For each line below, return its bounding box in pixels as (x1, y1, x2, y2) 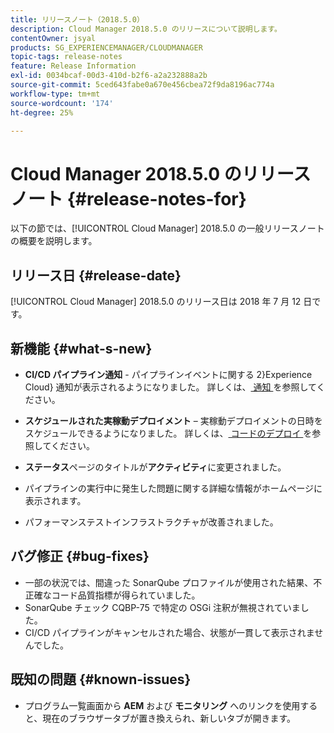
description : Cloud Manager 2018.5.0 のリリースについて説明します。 (10, 24, 282, 34)
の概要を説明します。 (10, 235, 98, 247)
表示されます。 (24, 494, 87, 506)
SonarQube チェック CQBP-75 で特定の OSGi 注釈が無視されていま (24, 601, 301, 613)
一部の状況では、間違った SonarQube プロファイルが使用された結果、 (24, 576, 314, 588)
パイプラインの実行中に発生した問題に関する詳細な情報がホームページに (24, 482, 323, 494)
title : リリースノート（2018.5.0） (10, 14, 145, 25)
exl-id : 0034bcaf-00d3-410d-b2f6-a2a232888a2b (10, 71, 208, 81)
